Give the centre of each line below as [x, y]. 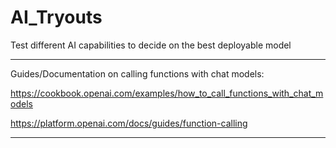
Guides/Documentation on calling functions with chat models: [137, 73]
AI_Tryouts [56, 17]
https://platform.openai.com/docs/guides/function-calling [129, 123]
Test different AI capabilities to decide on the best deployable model [151, 45]
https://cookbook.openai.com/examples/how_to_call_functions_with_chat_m [167, 93]
